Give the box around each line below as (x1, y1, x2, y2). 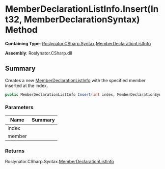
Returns (5, 147, 25, 154)
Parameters (5, 104, 33, 111)
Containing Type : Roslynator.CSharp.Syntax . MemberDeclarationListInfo (5, 40, 151, 46)
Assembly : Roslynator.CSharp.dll (5, 50, 72, 56)
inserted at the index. (5, 83, 48, 88)
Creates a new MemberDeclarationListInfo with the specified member (5, 77, 146, 83)
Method (5, 25, 38, 35)
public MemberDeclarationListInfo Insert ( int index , (5, 92, 115, 97)
